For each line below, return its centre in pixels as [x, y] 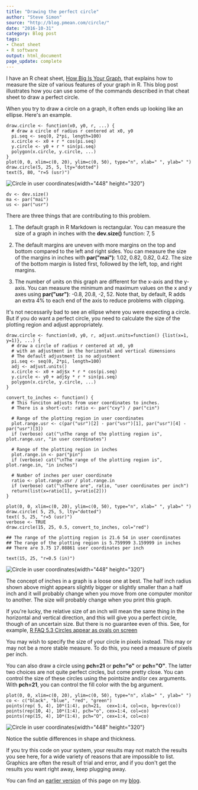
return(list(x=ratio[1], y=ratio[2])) [59, 491]
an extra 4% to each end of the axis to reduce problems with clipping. [100, 300]
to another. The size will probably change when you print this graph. [89, 600]
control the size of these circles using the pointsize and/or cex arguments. [97, 678]
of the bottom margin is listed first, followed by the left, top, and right [98, 264]
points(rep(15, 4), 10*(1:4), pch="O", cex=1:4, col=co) [78, 716]
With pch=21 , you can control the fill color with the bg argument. [85, 685]
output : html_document [34, 56]
